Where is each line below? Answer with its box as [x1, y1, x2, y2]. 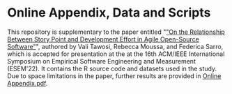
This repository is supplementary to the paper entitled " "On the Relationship [7, 28, 225, 36]
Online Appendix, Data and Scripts [7, 5, 211, 21]
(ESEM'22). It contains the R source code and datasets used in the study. [7, 64, 217, 73]
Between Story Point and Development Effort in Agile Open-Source [7, 35, 200, 43]
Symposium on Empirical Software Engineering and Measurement [7, 57, 196, 65]
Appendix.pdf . [7, 79, 48, 87]
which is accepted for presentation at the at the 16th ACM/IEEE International [7, 50, 225, 58]
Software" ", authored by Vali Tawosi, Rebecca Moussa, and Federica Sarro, [7, 42, 224, 50]
